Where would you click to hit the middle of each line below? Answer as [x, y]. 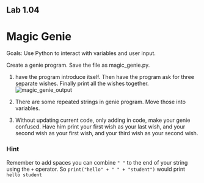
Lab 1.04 [23, 10]
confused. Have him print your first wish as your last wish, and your [100, 127]
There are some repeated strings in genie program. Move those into [100, 102]
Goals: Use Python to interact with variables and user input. [81, 53]
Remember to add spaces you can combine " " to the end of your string [97, 162]
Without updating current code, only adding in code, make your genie [103, 120]
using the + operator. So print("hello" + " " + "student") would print [96, 169]
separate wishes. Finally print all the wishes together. [82, 84]
